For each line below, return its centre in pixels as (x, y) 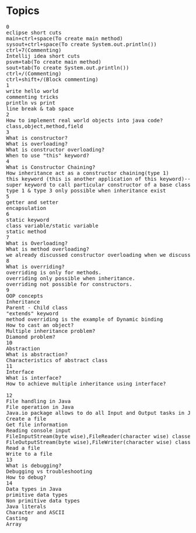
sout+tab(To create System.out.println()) (68, 68)
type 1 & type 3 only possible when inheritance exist (86, 190)
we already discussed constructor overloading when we (86, 255)
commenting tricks (32, 97)
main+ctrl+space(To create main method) (65, 38)
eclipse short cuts (34, 32)
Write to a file (29, 454)
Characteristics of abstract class (57, 360)
